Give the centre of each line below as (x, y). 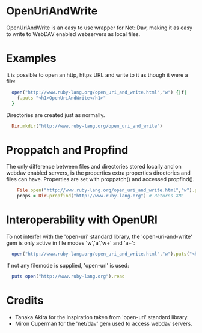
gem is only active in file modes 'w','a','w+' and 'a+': (71, 243)
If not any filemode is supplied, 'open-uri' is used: (68, 265)
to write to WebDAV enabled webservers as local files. (73, 34)
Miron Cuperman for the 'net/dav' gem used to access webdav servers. (103, 323)
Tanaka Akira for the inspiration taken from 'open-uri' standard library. (102, 317)
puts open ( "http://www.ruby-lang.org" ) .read (68, 276)
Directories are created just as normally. (56, 115)
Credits (25, 300)
